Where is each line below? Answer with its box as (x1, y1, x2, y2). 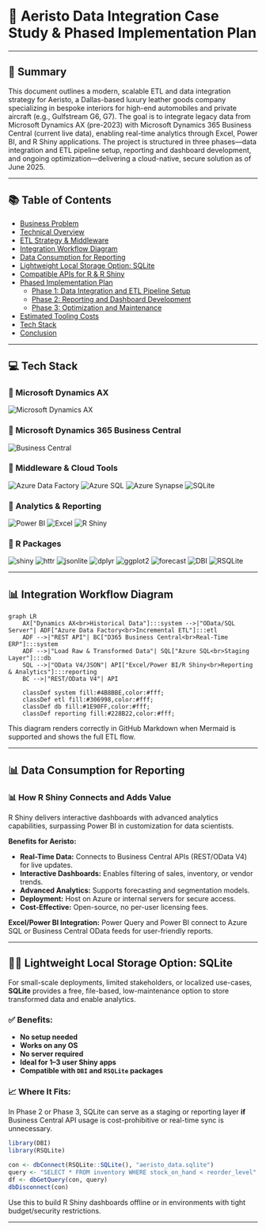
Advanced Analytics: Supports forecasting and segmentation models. (19, 885, 250, 895)
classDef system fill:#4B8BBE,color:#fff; (22, 689, 165, 697)
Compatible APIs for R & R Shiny (19, 269, 125, 278)
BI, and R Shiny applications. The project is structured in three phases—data (8, 136, 257, 146)
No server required (19, 1049, 84, 1059)
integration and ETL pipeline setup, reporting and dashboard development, (8, 145, 252, 155)
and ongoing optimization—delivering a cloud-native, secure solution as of (8, 154, 252, 163)
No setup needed (19, 1032, 78, 1042)
